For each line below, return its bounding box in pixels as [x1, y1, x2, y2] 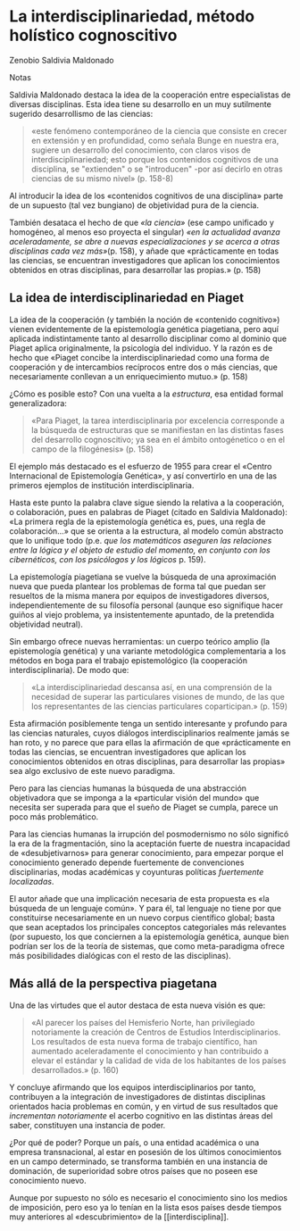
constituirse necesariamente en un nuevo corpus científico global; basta [9, 912, 275, 923]
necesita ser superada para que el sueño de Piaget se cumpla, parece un [9, 802, 279, 812]
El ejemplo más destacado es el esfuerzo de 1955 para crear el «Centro [9, 461, 272, 471]
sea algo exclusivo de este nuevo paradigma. [9, 765, 176, 776]
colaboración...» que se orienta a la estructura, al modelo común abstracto [9, 525, 284, 536]
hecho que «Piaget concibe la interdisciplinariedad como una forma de [9, 352, 270, 362]
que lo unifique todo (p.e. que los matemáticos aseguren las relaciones [9, 535, 272, 545]
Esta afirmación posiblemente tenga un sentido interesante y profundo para [9, 718, 287, 728]
